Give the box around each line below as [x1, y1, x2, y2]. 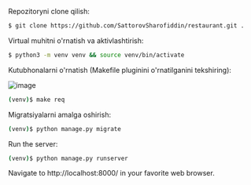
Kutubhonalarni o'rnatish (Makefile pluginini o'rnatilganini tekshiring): [8, 65, 232, 74]
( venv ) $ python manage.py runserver [8, 154, 128, 162]
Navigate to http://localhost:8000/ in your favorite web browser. [8, 169, 215, 178]
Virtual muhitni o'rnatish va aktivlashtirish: [8, 35, 144, 45]
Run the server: [8, 139, 58, 148]
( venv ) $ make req [8, 96, 65, 103]
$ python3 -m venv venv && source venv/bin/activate [8, 51, 185, 59]
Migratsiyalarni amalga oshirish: [8, 110, 112, 119]
